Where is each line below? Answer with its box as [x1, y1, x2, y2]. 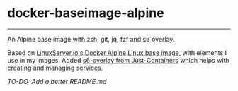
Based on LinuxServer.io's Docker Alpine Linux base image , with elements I [7, 48, 227, 57]
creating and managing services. [7, 63, 103, 72]
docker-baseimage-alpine [7, 5, 164, 21]
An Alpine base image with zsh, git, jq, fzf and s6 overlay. [7, 35, 175, 43]
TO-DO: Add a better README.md [7, 77, 107, 85]
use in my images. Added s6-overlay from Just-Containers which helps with [7, 56, 229, 64]
